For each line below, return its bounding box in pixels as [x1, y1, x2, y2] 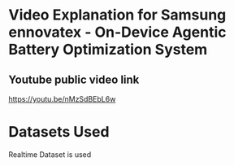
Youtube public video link [8, 72, 140, 86]
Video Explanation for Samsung [8, 6, 227, 24]
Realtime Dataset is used [8, 149, 92, 159]
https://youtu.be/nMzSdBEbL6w [8, 94, 116, 103]
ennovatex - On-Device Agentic [8, 23, 227, 41]
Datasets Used [8, 123, 110, 142]
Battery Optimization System [8, 41, 208, 59]
